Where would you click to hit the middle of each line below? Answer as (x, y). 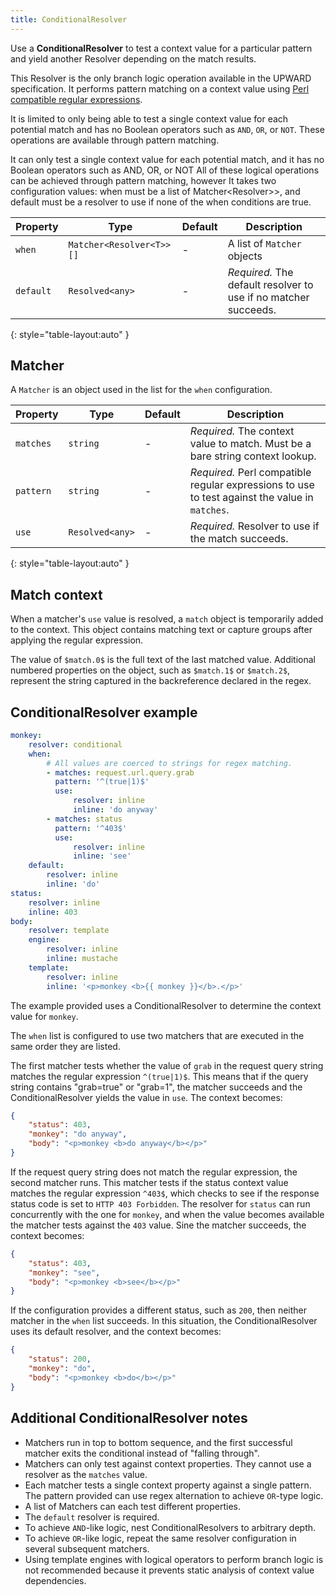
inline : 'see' (102, 856)
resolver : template (69, 931)
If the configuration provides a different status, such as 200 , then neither (159, 1310)
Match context (56, 594)
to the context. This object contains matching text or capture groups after (161, 630)
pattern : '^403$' (91, 828)
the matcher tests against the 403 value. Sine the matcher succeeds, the (158, 1225)
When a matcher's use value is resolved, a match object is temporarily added (167, 619)
